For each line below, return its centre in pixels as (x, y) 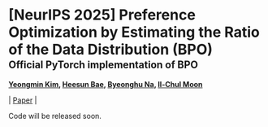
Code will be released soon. (55, 116)
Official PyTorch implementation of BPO (104, 64)
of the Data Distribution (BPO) (111, 50)
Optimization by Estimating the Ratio (134, 32)
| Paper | (23, 100)
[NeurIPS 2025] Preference (102, 15)
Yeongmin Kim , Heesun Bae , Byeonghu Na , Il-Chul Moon (106, 84)
